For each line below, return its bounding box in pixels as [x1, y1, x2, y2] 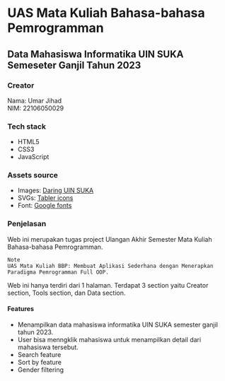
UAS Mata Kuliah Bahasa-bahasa [7, 5, 205, 21]
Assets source [7, 170, 59, 180]
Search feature [17, 350, 62, 358]
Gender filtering [17, 365, 64, 374]
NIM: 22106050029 [7, 104, 64, 112]
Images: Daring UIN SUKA [17, 186, 94, 195]
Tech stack [7, 122, 46, 131]
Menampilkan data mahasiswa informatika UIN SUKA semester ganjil [17, 320, 218, 329]
